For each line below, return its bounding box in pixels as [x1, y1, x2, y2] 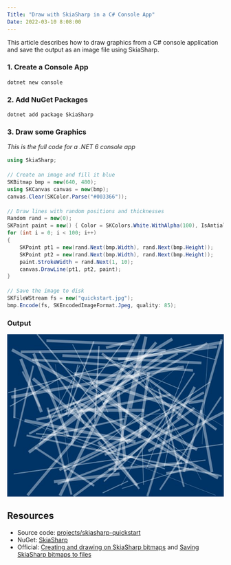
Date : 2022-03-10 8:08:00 [7, 18, 81, 25]
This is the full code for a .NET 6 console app [7, 143, 135, 151]
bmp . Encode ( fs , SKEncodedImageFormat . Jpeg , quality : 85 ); [7, 302, 177, 309]
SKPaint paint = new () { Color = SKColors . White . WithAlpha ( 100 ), [7, 222, 199, 230]
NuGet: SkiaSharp [16, 535, 68, 544]
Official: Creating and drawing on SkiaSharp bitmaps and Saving [16, 543, 199, 551]
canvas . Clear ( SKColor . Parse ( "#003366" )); [7, 193, 128, 200]
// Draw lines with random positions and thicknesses [7, 208, 165, 214]
